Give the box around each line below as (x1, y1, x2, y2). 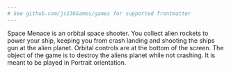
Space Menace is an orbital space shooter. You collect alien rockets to (7, 29, 209, 37)
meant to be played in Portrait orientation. (7, 58, 127, 66)
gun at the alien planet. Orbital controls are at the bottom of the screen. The (7, 43, 224, 52)
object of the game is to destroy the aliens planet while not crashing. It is (7, 51, 216, 59)
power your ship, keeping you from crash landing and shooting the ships (7, 36, 215, 45)
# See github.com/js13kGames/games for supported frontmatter (7, 10, 191, 17)
